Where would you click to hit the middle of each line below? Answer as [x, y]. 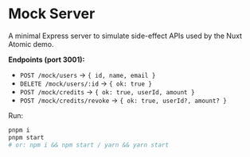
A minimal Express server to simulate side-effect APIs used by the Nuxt [125, 36]
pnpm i [19, 130]
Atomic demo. [31, 44]
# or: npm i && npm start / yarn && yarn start [89, 145]
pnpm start [26, 137]
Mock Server [52, 14]
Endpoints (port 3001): [47, 59]
